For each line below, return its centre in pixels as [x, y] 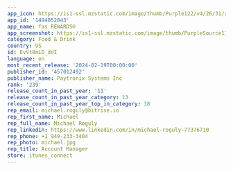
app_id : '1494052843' [38, 20]
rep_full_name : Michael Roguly [52, 123]
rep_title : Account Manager [48, 149]
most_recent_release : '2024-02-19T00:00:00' [72, 65]
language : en [26, 59]
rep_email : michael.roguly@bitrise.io [63, 110]
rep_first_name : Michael [43, 117]
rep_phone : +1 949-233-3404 [48, 136]
